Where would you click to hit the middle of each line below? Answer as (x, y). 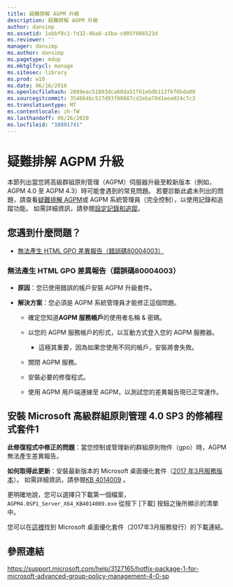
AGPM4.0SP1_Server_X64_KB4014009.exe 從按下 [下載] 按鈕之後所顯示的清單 (113, 504)
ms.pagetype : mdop (34, 60)
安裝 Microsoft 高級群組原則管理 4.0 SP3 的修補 (111, 416)
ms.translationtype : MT (42, 105)
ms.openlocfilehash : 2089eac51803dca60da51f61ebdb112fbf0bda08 (101, 92)
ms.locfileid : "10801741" (45, 124)
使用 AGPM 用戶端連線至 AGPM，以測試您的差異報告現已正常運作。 (125, 392)
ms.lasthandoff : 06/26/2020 (48, 118)
